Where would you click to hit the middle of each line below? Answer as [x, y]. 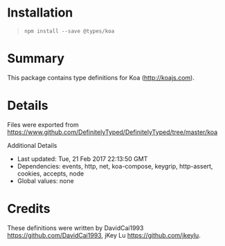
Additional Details [32, 145]
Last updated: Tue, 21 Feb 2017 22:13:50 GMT [82, 159]
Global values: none [45, 180]
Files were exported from [43, 124]
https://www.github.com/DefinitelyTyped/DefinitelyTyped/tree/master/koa [112, 132]
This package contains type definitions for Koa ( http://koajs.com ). [101, 77]
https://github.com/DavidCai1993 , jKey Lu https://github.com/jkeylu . [104, 235]
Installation [40, 13]
